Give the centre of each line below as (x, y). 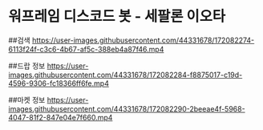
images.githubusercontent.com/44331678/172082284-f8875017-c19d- (125, 75)
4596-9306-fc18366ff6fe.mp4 (59, 83)
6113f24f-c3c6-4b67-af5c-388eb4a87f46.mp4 (86, 49)
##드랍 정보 (27, 66)
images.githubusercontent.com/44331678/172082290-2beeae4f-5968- (127, 108)
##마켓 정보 (27, 100)
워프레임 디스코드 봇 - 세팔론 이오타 (117, 16)
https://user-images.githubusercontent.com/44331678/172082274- (143, 40)
